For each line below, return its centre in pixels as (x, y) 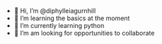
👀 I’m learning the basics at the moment (72, 18)
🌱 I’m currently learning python (59, 25)
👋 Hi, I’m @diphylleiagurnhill (55, 11)
